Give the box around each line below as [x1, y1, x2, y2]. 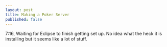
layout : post [5, 7, 33, 13]
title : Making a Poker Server [5, 12, 70, 17]
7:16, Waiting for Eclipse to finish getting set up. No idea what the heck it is [5, 31, 162, 37]
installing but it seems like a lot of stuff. [5, 36, 88, 42]
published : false [5, 17, 42, 22]
